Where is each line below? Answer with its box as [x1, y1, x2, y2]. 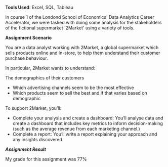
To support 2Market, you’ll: [5, 105, 62, 111]
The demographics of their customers [5, 75, 85, 80]
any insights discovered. [12, 137, 64, 142]
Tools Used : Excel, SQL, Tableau [5, 5, 73, 10]
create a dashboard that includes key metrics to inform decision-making [12, 120, 163, 126]
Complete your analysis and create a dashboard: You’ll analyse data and [12, 115, 163, 121]
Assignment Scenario [5, 35, 52, 40]
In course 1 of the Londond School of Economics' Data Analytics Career [5, 14, 155, 20]
